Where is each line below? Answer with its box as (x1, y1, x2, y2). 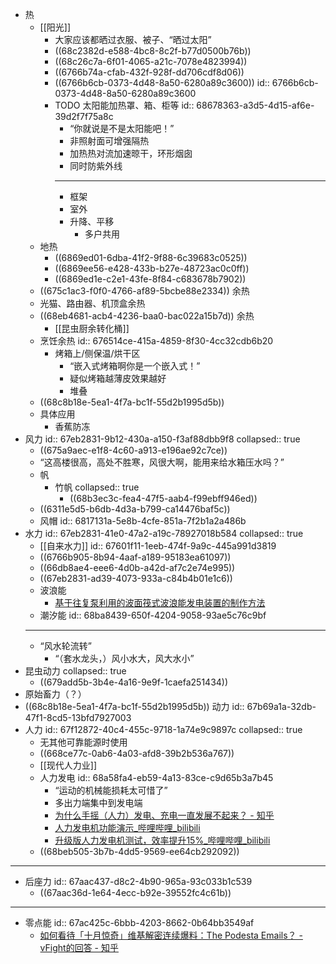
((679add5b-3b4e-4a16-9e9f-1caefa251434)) (39, 676, 229, 688)
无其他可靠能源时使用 (39, 736, 128, 748)
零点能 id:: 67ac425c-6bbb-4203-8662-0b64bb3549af (24, 917, 255, 928)
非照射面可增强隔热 (69, 135, 150, 147)
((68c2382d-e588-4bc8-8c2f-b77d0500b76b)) (54, 45, 252, 57)
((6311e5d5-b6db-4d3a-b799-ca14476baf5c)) (39, 503, 231, 515)
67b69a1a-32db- (246, 701, 317, 712)
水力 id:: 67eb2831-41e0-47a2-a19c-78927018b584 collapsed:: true (24, 528, 304, 539)
